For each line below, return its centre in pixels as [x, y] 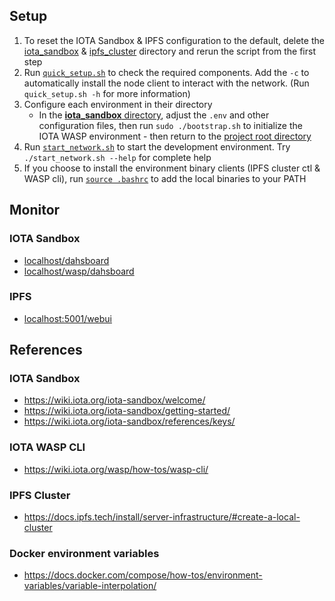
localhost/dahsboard [66, 260]
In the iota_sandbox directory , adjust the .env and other [154, 115]
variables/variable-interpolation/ [90, 586]
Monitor [35, 210]
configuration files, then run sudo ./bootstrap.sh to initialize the [170, 125]
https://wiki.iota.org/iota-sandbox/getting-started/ [127, 411]
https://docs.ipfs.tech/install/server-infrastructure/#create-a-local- [162, 517]
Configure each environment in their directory [118, 104]
